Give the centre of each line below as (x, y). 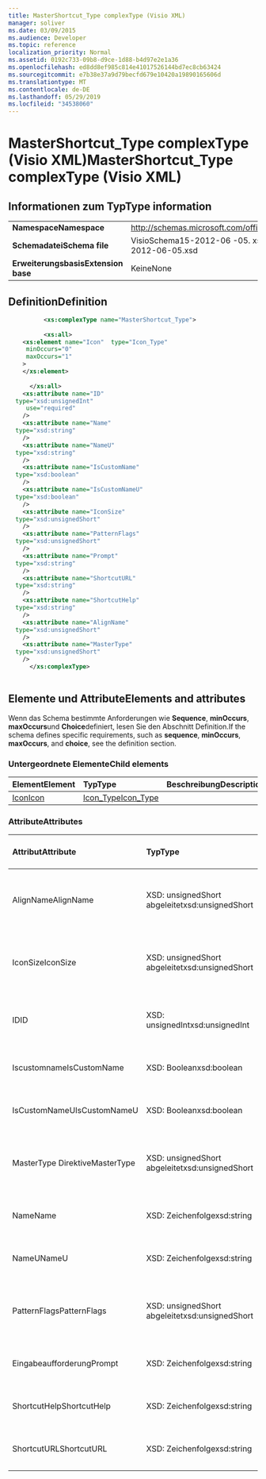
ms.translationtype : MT (47, 82)
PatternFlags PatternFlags (59, 1311)
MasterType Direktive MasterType (74, 1163)
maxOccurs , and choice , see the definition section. (92, 743)
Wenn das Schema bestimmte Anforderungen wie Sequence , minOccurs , (129, 718)
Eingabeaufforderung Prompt (65, 1364)
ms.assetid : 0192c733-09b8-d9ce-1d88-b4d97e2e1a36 (93, 60)
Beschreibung (193, 784)
